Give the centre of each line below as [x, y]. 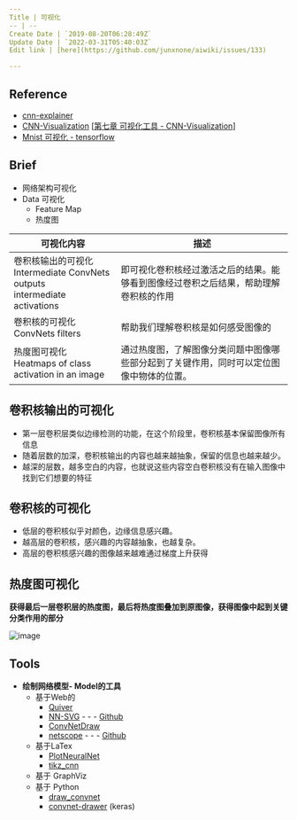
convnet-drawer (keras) [91, 806]
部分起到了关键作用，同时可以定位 [200, 363]
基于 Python [57, 787]
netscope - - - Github [87, 735]
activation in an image [59, 374]
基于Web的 [55, 697]
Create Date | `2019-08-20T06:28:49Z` [80, 34]
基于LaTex [53, 746]
